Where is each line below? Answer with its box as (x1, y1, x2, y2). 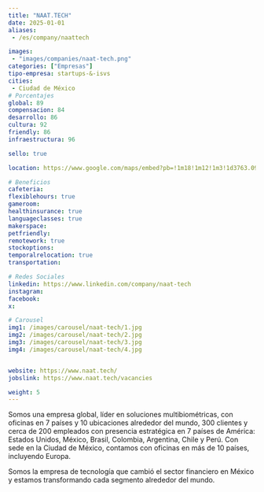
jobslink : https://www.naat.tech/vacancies (8, 374, 153, 382)
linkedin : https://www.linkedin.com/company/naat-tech (8, 280, 192, 288)
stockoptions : (8, 244, 55, 252)
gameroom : (8, 200, 41, 209)
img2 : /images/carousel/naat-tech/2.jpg (8, 331, 143, 339)
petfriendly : (8, 229, 51, 237)
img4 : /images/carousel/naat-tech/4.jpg (8, 346, 143, 353)
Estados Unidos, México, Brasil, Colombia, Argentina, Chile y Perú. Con (8, 435, 239, 445)
